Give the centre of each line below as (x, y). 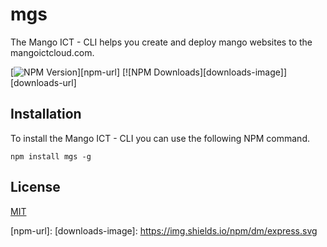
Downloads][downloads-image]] (220, 72)
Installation (46, 114)
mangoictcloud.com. (52, 52)
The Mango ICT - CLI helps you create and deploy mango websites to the (161, 42)
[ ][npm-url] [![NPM (81, 72)
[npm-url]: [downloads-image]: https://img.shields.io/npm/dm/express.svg (164, 230)
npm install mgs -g (51, 156)
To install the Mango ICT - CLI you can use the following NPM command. (160, 138)
